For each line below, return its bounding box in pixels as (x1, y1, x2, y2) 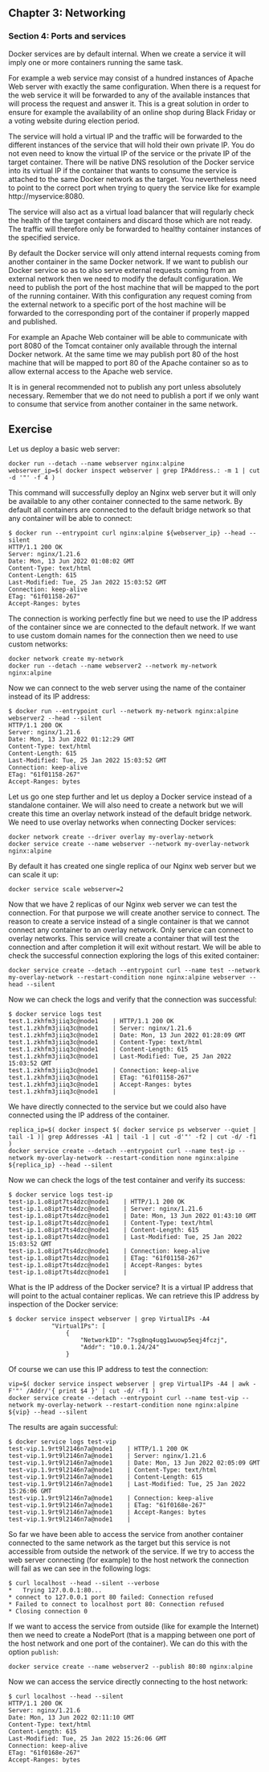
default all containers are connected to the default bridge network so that (8, 505, 251, 514)
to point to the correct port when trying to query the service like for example (8, 183, 261, 192)
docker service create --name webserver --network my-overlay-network (8, 840, 250, 848)
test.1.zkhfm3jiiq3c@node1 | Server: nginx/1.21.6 (8, 1024, 193, 1032)
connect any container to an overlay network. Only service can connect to (8, 925, 254, 935)
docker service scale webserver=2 (8, 885, 124, 893)
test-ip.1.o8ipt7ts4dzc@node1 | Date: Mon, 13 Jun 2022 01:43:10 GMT (8, 1212, 257, 1220)
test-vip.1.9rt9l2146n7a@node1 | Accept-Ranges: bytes (8, 1508, 206, 1516)
